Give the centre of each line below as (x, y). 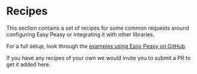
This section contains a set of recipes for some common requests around (98, 28)
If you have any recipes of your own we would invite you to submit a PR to (98, 58)
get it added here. (28, 64)
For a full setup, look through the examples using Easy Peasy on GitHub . (96, 46)
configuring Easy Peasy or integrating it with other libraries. (80, 34)
